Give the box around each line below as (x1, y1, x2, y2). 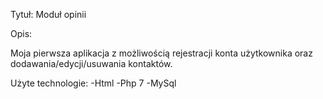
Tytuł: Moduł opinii (10, 9, 87, 20)
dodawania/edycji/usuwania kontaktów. (10, 58, 173, 69)
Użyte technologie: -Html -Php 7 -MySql (10, 77, 177, 89)
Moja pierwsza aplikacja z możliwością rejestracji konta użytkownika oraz (10, 47, 313, 59)
